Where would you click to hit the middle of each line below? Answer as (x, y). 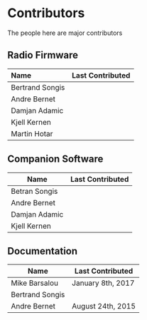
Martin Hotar (32, 133)
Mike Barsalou (35, 283)
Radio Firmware (43, 55)
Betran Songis (34, 191)
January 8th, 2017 (103, 283)
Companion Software (55, 159)
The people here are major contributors (65, 33)
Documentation (43, 251)
